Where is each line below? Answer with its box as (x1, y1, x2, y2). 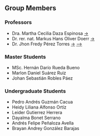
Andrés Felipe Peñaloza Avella (11, 120, 74, 126)
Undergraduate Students (4, 87, 66, 94)
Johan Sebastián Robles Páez (11, 75, 73, 81)
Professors (4, 19, 32, 26)
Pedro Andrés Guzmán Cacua (11, 99, 73, 105)
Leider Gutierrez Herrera (11, 110, 63, 116)
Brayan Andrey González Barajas (11, 126, 80, 132)
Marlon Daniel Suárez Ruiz (11, 70, 67, 76)
